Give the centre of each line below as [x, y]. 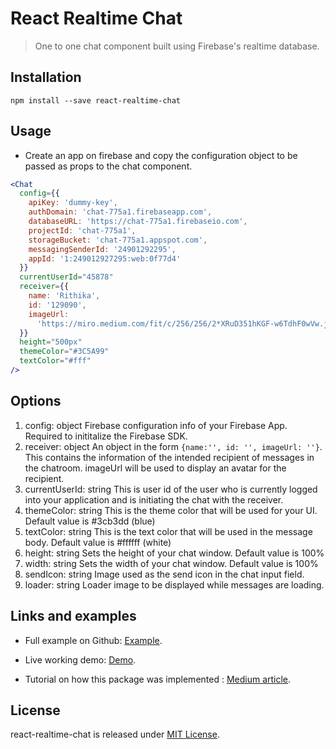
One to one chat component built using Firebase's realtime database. [177, 46]
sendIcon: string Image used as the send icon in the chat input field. [164, 574]
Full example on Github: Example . [93, 640]
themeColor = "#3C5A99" [64, 352]
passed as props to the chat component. [108, 166]
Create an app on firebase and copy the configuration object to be [161, 155]
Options [36, 401]
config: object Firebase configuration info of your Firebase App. [156, 425]
